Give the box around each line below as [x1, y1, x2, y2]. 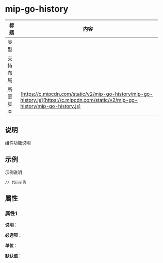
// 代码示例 [5, 180, 27, 185]
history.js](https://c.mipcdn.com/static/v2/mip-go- [20, 96, 138, 103]
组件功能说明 [5, 140, 31, 145]
